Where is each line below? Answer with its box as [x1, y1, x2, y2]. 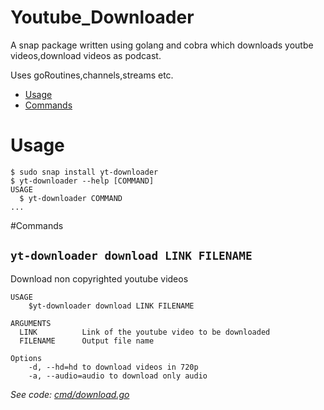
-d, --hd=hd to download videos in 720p [28, 362, 199, 372]
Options [10, 353, 43, 363]
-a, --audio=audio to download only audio [28, 371, 208, 381]
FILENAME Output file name [19, 336, 155, 346]
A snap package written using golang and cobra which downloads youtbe [10, 39, 314, 51]
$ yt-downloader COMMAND [19, 193, 123, 203]
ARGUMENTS [10, 318, 52, 328]
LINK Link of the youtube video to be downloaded [19, 327, 271, 337]
